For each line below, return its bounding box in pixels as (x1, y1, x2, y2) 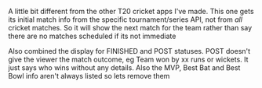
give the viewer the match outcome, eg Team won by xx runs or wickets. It (8, 55, 249, 64)
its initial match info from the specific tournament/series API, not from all (8, 15, 243, 24)
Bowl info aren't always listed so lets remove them (8, 72, 170, 80)
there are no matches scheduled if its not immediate (8, 31, 176, 40)
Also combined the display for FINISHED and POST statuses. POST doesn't (8, 47, 251, 55)
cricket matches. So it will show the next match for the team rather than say (8, 23, 253, 32)
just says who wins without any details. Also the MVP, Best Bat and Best (8, 63, 241, 72)
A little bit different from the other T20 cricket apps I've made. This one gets (8, 7, 254, 16)
